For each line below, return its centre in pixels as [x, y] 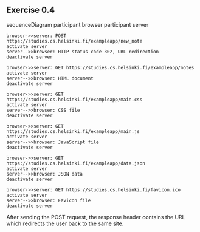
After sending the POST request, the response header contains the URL [96, 217]
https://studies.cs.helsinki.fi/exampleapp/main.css [74, 100]
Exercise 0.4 [31, 10]
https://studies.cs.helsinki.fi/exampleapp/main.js [73, 131]
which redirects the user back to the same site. [65, 223]
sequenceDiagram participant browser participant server [78, 24]
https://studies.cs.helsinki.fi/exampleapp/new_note [74, 41]
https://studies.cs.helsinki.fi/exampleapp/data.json [76, 163]
